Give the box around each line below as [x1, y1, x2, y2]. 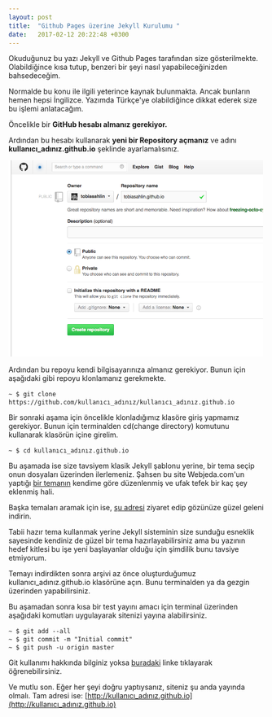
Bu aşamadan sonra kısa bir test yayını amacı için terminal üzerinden [8, 602, 239, 612]
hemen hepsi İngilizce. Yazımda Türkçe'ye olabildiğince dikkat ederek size [8, 95, 257, 105]
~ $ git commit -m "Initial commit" [8, 636, 133, 644]
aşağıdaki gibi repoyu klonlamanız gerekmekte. [8, 374, 167, 383]
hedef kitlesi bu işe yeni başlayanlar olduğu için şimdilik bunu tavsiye [8, 544, 239, 554]
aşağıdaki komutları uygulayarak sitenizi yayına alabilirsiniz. [8, 610, 208, 620]
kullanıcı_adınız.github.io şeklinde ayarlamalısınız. [8, 144, 179, 154]
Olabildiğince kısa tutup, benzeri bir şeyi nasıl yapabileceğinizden [8, 62, 228, 72]
